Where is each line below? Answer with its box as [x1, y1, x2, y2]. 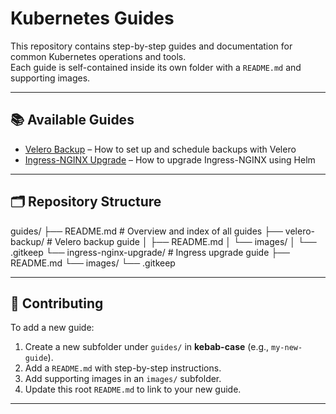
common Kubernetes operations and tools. [10, 50, 187, 62]
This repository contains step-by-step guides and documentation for [10, 40, 293, 52]
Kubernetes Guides [10, 7, 175, 30]
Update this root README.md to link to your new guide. [24, 383, 242, 396]
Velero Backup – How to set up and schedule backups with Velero [24, 143, 297, 155]
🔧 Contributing [10, 295, 104, 312]
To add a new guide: [10, 322, 95, 334]
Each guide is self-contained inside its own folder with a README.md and [10, 61, 302, 73]
